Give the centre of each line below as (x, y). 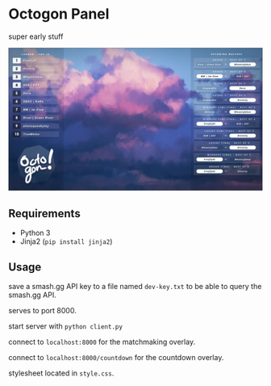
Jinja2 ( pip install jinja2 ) (66, 241)
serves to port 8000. (42, 311)
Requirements (44, 214)
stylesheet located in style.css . (61, 373)
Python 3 (35, 233)
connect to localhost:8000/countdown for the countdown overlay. (116, 358)
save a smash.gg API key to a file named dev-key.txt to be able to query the (135, 287)
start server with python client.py (66, 326)
